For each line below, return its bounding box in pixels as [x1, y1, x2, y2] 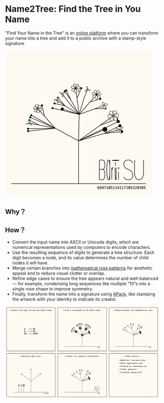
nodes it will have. [12, 260, 49, 266]
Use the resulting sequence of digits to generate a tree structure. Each [12, 249, 155, 255]
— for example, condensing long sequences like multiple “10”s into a [12, 281, 150, 287]
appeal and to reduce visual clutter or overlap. [12, 270, 105, 276]
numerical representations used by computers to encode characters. [12, 245, 151, 250]
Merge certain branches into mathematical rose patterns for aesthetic [12, 265, 153, 271]
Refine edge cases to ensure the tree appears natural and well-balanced [12, 275, 159, 282]
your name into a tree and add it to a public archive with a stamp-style [5, 35, 146, 41]
